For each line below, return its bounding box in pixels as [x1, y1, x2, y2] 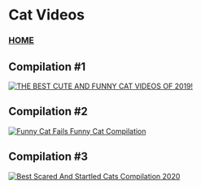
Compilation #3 [8, 150, 88, 164]
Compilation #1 [8, 59, 86, 74]
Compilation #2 [8, 105, 88, 118]
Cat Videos [8, 6, 85, 24]
